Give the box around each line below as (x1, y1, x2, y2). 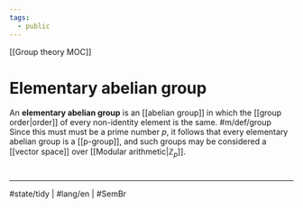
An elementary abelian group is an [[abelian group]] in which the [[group (9, 107, 282, 118)
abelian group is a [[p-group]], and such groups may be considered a (9, 136, 267, 147)
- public (17, 22, 50, 31)
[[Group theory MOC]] (9, 46, 92, 57)
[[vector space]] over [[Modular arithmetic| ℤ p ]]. (9, 146, 187, 159)
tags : (9, 13, 30, 23)
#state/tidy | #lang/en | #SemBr (9, 188, 127, 199)
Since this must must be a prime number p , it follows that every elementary (9, 127, 289, 138)
